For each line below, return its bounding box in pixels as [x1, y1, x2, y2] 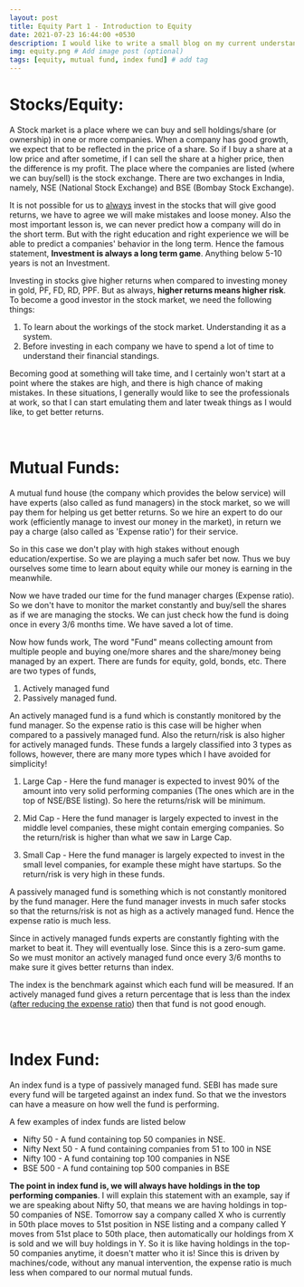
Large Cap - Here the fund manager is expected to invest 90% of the [22, 776, 280, 787]
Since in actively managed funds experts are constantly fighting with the [9, 933, 280, 943]
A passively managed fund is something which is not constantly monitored [9, 885, 287, 897]
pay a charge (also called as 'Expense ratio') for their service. [9, 526, 239, 537]
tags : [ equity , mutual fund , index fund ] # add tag [9, 55, 208, 64]
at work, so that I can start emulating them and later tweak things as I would [9, 396, 292, 408]
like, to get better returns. [9, 406, 104, 417]
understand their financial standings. [22, 350, 160, 361]
